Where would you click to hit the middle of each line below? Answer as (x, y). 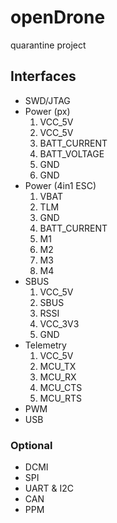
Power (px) (47, 111)
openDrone (58, 17)
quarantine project (48, 45)
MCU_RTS (61, 398)
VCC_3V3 (59, 323)
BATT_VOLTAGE (72, 153)
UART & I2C (49, 488)
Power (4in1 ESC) (60, 185)
